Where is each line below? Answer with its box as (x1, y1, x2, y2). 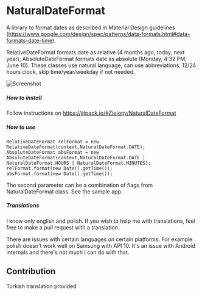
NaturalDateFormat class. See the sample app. (6, 187, 123, 195)
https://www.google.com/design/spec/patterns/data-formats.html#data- (8, 30, 190, 37)
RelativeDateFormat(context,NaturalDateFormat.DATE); (6, 144, 146, 150)
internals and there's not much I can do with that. (6, 248, 130, 256)
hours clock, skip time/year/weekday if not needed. (6, 68, 135, 75)
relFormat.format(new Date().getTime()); (6, 165, 113, 171)
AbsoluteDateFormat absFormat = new (6, 149, 99, 156)
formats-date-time (6, 37, 53, 44)
